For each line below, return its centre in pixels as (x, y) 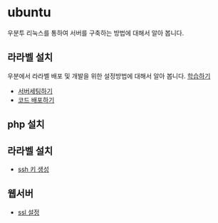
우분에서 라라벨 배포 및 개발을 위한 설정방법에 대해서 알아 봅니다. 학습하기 (109, 76)
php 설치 (26, 125)
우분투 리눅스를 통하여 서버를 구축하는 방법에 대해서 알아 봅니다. (96, 33)
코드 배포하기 (36, 99)
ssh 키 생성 (33, 169)
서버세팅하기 (35, 91)
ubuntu (29, 12)
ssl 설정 (28, 212)
